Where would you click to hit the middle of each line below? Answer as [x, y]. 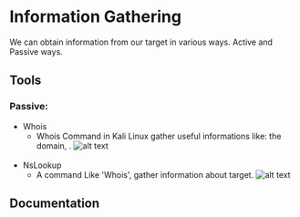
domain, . [54, 145]
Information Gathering [96, 17]
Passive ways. [36, 51]
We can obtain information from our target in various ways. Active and [141, 42]
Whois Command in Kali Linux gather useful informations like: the [159, 136]
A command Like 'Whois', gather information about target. [145, 174]
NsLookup [42, 165]
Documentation [55, 204]
